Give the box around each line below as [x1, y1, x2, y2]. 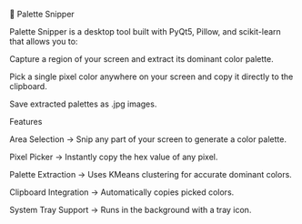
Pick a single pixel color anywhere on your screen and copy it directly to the [9, 71, 294, 82]
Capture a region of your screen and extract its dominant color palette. [9, 54, 275, 64]
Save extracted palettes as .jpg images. [9, 98, 157, 109]
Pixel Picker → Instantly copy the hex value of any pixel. [9, 151, 218, 162]
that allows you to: [9, 36, 78, 46]
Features [9, 117, 43, 127]
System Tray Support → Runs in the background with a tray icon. [9, 205, 252, 215]
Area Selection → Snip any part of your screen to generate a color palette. [9, 134, 287, 145]
